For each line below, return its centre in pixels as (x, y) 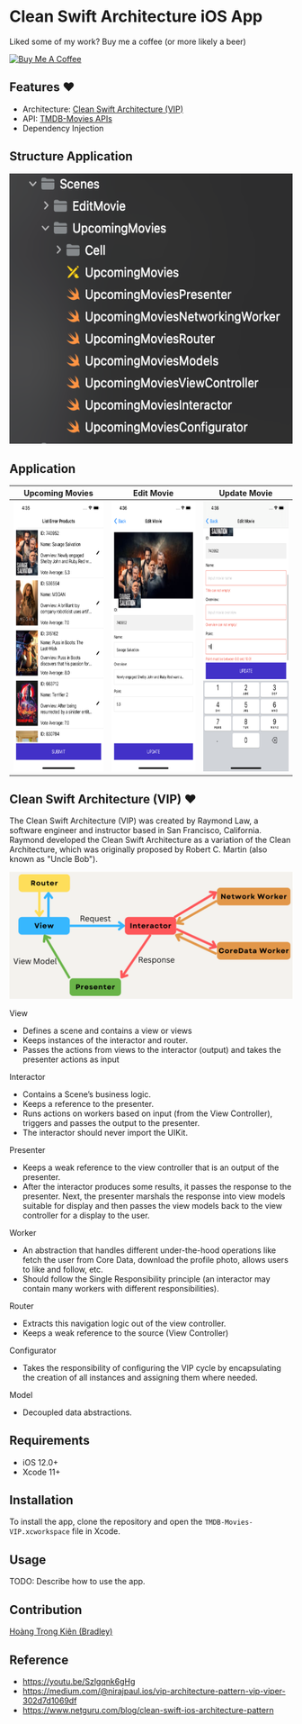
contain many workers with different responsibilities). (120, 1288)
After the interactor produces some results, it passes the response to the (157, 1186)
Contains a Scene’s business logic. (86, 1094)
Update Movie (246, 493)
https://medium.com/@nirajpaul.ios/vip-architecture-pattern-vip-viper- (154, 1691)
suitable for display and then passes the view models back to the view (152, 1205)
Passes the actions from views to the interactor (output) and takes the (151, 1049)
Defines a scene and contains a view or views (107, 1030)
